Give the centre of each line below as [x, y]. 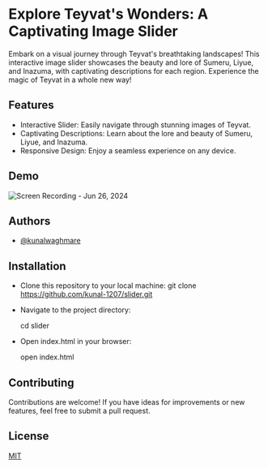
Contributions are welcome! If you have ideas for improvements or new [127, 402]
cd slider [35, 326]
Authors [30, 221]
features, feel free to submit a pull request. [80, 411]
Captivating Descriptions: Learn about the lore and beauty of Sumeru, [136, 133]
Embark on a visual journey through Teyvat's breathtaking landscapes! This [134, 54]
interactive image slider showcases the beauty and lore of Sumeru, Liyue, [131, 62]
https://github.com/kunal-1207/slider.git [86, 294]
